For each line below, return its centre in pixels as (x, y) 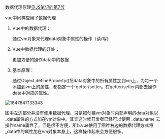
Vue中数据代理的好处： (36, 49)
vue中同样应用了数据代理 (31, 18)
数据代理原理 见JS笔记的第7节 (35, 7)
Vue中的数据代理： (31, 28)
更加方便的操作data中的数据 (40, 60)
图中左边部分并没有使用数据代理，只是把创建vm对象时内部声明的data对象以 (82, 113)
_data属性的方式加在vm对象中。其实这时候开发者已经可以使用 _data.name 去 (83, 119)
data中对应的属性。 (32, 93)
